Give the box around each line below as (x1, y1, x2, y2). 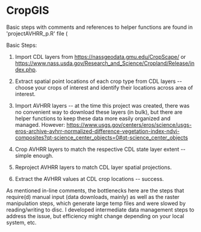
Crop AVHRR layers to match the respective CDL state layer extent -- (14, 145, 186, 153)
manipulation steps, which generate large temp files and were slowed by (6, 200, 186, 207)
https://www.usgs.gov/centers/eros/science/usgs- (66, 121, 192, 128)
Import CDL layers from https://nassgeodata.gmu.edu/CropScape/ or (14, 53, 187, 60)
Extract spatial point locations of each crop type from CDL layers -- (14, 78, 182, 85)
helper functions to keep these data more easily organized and (14, 115, 171, 122)
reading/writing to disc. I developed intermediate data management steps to (6, 206, 194, 213)
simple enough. (14, 151, 54, 159)
